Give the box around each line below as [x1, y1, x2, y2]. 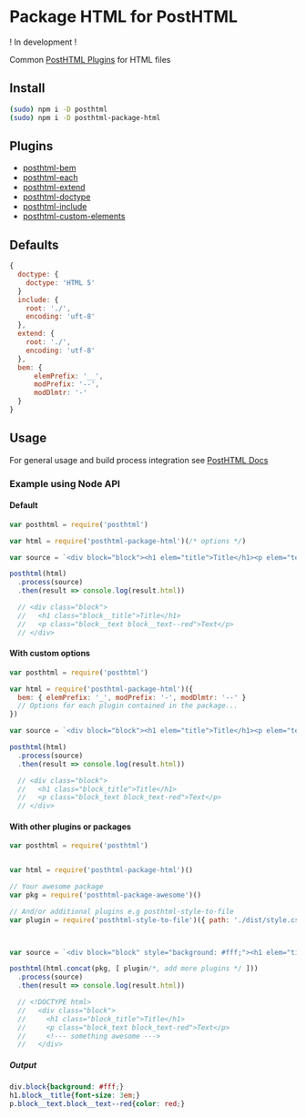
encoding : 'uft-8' [25, 312, 96, 321]
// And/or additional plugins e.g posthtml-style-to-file [9, 907, 234, 916]
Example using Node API [9, 477, 121, 490]
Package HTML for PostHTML [9, 6, 239, 27]
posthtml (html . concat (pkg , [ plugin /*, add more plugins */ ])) [9, 964, 259, 973]
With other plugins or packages [9, 821, 132, 832]
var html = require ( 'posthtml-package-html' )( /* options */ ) [9, 536, 247, 545]
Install [9, 80, 46, 96]
